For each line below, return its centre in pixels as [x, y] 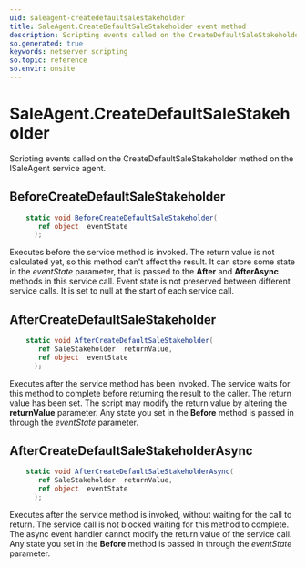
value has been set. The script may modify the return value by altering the [148, 403]
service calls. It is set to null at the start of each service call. [122, 291]
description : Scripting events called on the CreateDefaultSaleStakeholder [156, 35]
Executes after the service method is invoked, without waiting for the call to [151, 514]
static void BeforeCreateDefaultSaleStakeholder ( [122, 218]
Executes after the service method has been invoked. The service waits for [150, 383]
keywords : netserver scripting [69, 52]
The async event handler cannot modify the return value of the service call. [151, 533]
